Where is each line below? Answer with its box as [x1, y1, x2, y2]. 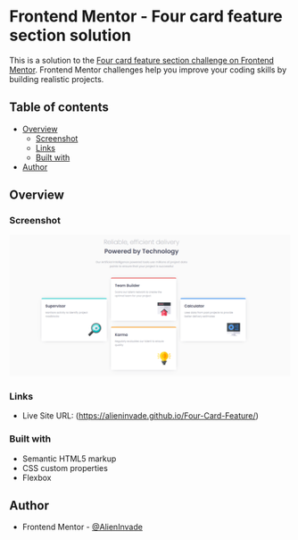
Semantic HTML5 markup [21, 453, 117, 464]
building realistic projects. [9, 73, 104, 84]
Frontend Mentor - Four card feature [9, 6, 283, 27]
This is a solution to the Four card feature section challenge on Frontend [9, 55, 275, 65]
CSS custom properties [21, 462, 109, 473]
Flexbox [21, 472, 52, 483]
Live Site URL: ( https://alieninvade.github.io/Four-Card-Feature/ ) [21, 410, 259, 421]
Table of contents [9, 100, 109, 115]
